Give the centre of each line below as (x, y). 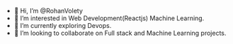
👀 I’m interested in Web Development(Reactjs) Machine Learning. (109, 18)
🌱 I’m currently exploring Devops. (63, 25)
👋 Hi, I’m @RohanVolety (49, 11)
